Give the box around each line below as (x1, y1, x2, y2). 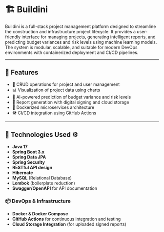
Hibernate (12, 170, 33, 176)
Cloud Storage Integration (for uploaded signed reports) (12, 221, 127, 227)
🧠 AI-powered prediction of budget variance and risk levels (12, 94, 131, 100)
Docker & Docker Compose (12, 210, 68, 216)
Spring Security (12, 159, 45, 165)
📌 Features (5, 68, 39, 77)
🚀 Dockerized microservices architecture (12, 104, 95, 110)
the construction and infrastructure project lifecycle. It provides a (5, 28, 136, 34)
